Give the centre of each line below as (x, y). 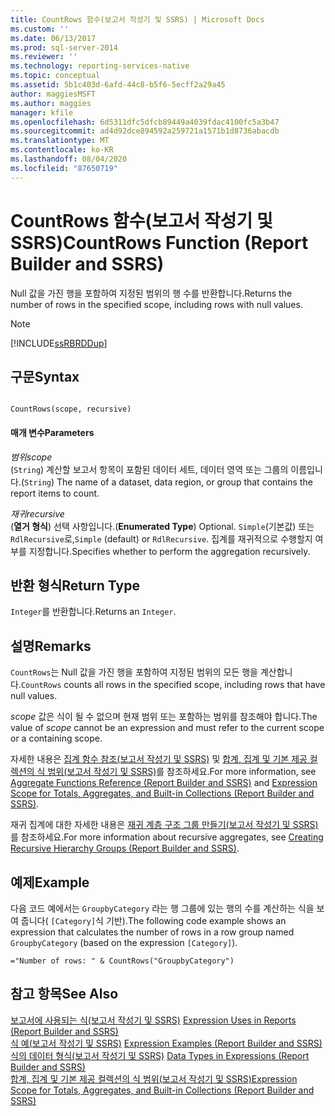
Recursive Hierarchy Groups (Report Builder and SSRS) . (125, 848)
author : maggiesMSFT (53, 94)
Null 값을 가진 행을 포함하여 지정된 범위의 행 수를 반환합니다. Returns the (151, 293)
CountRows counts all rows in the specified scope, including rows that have (173, 685)
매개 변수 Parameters (52, 432)
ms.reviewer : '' (44, 57)
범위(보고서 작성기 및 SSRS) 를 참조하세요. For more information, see (182, 772)
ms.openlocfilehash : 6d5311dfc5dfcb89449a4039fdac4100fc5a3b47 (145, 122)
